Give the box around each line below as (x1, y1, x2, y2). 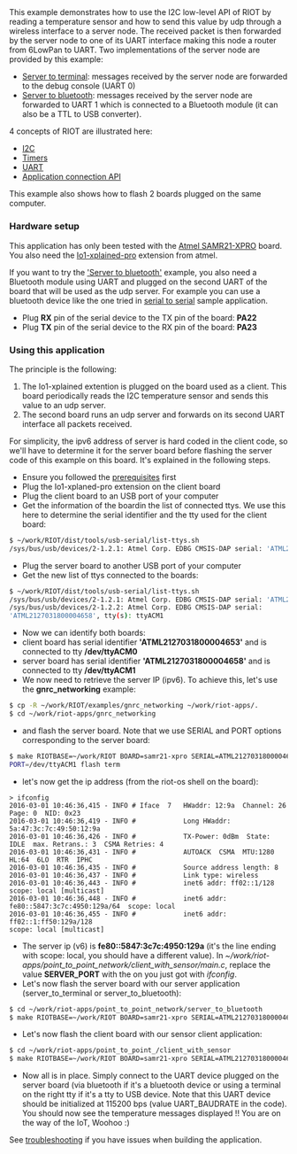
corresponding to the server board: (21, 734, 150, 745)
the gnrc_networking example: (21, 684, 136, 694)
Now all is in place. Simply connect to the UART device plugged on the (21, 1071, 279, 1081)
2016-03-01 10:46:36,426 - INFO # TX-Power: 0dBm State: (9, 832, 271, 840)
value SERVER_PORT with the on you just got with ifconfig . (21, 969, 237, 980)
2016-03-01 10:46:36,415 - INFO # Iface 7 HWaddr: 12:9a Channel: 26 (9, 801, 287, 809)
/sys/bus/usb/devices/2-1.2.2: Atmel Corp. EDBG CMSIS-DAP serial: (9, 603, 263, 612)
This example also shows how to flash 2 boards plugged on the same (9, 189, 262, 199)
